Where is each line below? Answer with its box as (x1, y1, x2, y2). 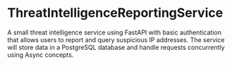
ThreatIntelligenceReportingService (7, 5, 224, 21)
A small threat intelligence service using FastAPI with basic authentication (7, 28, 222, 37)
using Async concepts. (7, 51, 74, 59)
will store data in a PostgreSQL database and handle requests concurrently (7, 43, 225, 51)
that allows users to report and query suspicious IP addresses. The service (7, 35, 225, 44)
